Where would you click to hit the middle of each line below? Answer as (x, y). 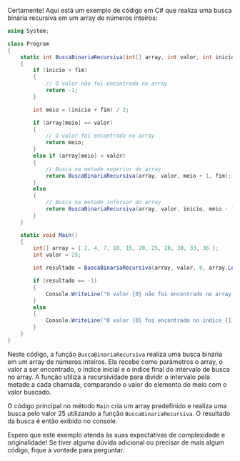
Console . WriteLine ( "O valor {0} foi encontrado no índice (134, 320)
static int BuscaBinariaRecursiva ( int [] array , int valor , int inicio (127, 57)
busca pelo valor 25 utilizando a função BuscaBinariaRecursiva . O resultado (119, 413)
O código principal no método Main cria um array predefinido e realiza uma (117, 405)
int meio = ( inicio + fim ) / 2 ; (81, 110)
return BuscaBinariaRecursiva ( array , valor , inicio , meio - (137, 209)
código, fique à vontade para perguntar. (66, 450)
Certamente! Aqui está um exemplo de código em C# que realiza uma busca (120, 10)
